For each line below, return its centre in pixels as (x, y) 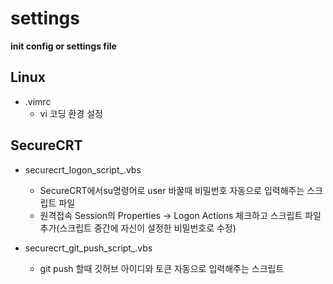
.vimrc (38, 101)
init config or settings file (63, 46)
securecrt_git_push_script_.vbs (88, 248)
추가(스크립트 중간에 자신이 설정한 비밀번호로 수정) (138, 228)
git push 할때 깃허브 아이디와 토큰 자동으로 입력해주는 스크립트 (162, 268)
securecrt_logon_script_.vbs (83, 169)
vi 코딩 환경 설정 (71, 113)
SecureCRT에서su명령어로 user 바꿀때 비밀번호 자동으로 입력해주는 (172, 190)
